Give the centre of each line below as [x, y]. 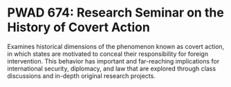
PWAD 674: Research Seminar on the [116, 13]
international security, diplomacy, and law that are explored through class [112, 68]
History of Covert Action [78, 27]
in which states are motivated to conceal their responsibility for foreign [108, 54]
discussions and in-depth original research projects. [81, 76]
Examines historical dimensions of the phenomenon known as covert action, [116, 46]
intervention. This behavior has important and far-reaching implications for [113, 61]
